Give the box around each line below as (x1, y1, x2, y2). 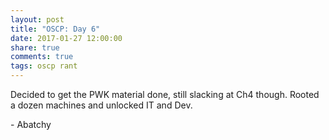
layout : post (10, 14, 65, 25)
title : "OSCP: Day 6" (10, 24, 101, 34)
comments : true (10, 52, 74, 62)
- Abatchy (10, 119, 52, 130)
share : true (10, 42, 60, 53)
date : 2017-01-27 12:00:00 (10, 33, 123, 43)
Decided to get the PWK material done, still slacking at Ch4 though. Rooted (10, 89, 320, 100)
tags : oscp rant (10, 61, 78, 71)
